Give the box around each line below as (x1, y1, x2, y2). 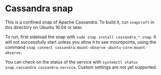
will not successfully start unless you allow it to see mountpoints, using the (5, 39, 157, 45)
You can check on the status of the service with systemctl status (5, 59, 138, 65)
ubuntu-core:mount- (107, 45, 148, 50)
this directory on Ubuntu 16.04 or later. (5, 24, 83, 30)
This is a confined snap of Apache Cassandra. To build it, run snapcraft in (5, 19, 155, 25)
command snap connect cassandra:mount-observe (5, 44, 106, 50)
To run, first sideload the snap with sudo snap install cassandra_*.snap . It (5, 34, 157, 40)
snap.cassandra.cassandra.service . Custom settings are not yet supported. (5, 64, 157, 70)
